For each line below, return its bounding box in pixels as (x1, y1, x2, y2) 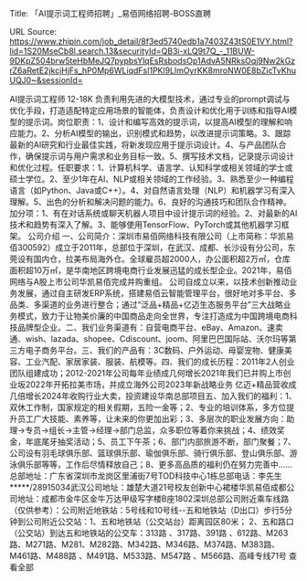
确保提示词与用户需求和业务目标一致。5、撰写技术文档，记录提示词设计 (25, 151, 295, 162)
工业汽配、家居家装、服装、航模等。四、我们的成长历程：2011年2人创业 (25, 356, 295, 367)
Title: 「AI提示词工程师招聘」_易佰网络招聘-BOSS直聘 (9, 8, 212, 18)
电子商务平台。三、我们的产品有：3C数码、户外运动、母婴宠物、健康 (25, 345, 285, 355)
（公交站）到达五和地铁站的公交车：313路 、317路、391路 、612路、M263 (9, 528, 289, 538)
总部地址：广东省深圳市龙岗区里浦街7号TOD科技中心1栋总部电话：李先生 (9, 470, 283, 481)
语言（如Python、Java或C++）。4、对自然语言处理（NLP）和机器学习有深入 (9, 185, 296, 195)
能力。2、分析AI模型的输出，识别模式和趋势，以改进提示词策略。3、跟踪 (16, 128, 291, 139)
